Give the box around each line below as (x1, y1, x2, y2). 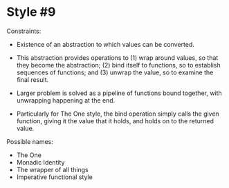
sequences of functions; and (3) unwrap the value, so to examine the (16, 68, 214, 76)
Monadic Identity (16, 158, 65, 166)
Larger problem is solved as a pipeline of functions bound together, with (16, 89, 222, 97)
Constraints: (6, 27, 42, 35)
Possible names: (6, 137, 53, 145)
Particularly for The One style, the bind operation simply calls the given (16, 109, 219, 118)
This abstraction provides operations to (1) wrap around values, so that (16, 53, 219, 62)
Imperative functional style (16, 173, 93, 181)
